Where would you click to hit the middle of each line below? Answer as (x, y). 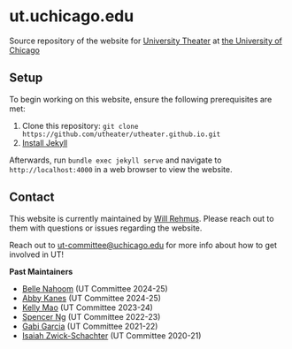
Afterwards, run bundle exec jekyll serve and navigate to (115, 160)
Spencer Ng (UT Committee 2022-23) (91, 316)
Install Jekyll (45, 142)
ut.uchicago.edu (72, 16)
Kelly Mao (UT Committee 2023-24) (87, 307)
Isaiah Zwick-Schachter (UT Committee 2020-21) (111, 335)
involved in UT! (37, 254)
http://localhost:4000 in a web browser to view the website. (121, 169)
